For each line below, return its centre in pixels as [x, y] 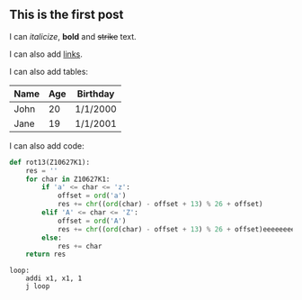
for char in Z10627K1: [68, 179]
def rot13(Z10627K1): [50, 162]
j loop [38, 286]
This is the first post [67, 15]
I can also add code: [47, 145]
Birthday [96, 94]
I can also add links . [46, 54]
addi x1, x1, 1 [54, 278]
